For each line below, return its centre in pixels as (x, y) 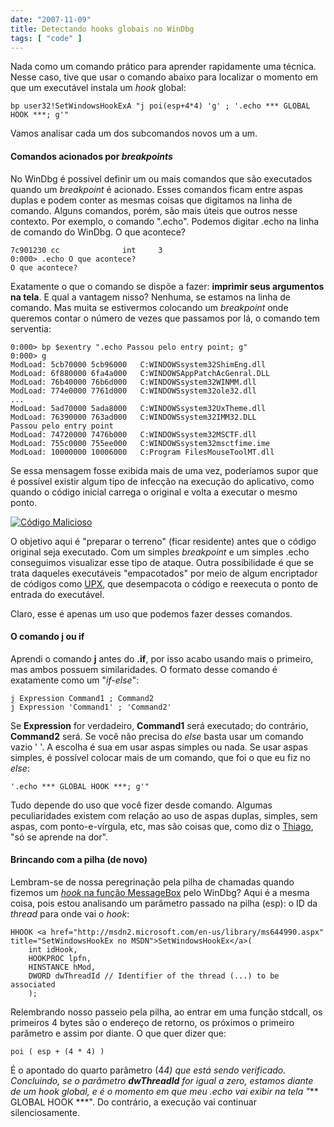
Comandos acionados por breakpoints (91, 156)
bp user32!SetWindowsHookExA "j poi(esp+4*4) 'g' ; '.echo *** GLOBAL (160, 106)
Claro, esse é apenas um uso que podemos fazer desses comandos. (151, 613)
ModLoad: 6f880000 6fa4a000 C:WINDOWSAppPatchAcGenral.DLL (140, 373)
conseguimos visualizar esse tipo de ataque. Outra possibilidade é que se (162, 562)
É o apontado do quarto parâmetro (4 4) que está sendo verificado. (148, 1070)
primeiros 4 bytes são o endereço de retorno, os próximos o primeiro (152, 1022)
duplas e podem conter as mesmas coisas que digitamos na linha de (151, 200)
